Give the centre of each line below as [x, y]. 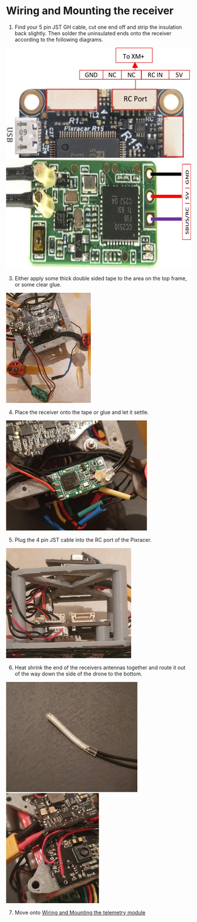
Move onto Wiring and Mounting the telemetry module [80, 912]
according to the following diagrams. [59, 39]
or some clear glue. [38, 284]
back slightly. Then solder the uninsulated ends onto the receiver [93, 33]
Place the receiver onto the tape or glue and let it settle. [82, 412]
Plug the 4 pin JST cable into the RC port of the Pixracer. [83, 540]
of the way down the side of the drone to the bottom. [78, 674]
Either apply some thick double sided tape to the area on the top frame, [101, 278]
